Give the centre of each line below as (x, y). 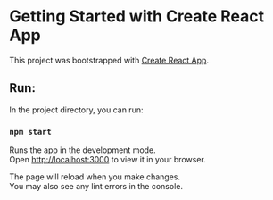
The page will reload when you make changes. (95, 177)
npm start (30, 132)
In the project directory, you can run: (76, 110)
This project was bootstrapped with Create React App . (109, 60)
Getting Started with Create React (137, 17)
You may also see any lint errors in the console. (96, 187)
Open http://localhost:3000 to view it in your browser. (108, 160)
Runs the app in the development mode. (83, 150)
